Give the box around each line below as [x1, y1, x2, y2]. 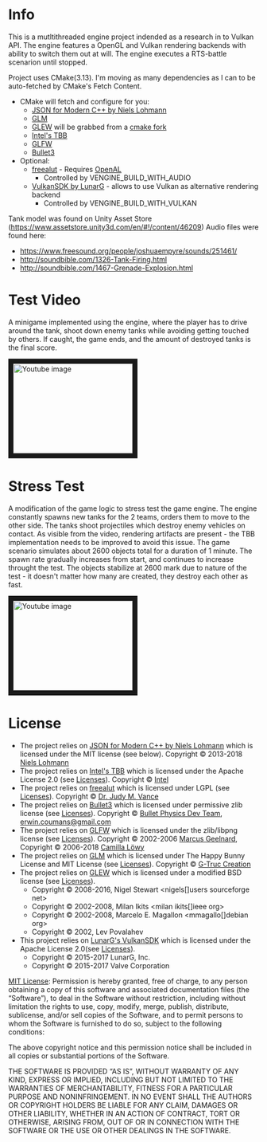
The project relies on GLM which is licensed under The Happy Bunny [19, 850, 246, 860]
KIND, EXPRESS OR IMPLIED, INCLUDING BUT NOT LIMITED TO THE [8, 1074, 234, 1085]
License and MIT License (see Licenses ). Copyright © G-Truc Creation [19, 859, 252, 869]
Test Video [8, 291, 81, 309]
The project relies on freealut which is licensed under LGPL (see [19, 783, 230, 792]
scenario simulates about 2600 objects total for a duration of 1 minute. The [8, 546, 253, 555]
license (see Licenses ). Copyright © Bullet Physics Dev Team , [19, 808, 222, 818]
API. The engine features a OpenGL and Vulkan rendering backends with [8, 40, 246, 49]
